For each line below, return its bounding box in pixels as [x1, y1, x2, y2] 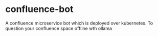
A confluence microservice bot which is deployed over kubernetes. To [5, 20, 153, 26]
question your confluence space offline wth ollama [5, 25, 112, 31]
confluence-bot [5, 3, 74, 15]
